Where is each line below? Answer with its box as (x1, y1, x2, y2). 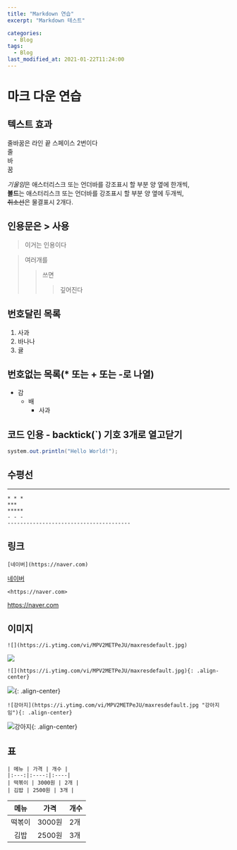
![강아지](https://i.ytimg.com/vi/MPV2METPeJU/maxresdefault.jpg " (7, 702, 206, 709)
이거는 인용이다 (24, 241, 67, 249)
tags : (7, 43, 23, 50)
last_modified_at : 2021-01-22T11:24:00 (7, 56, 125, 63)
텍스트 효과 (7, 119, 53, 130)
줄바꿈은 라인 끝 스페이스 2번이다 (7, 138, 98, 147)
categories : (7, 30, 42, 37)
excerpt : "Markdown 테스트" (7, 17, 86, 24)
